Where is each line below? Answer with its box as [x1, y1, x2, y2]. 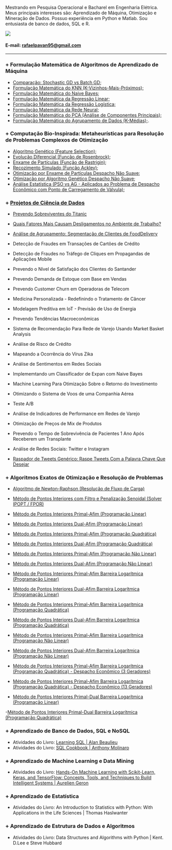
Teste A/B [12, 401, 34, 407]
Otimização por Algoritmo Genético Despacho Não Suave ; [12, 175, 136, 182]
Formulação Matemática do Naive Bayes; [12, 90, 100, 96]
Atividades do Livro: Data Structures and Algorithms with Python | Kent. [12, 834, 164, 840]
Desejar [12, 461, 30, 467]
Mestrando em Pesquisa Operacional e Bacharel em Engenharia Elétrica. [5, 5, 159, 10]
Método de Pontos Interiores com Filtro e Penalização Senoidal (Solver [12, 496, 162, 502]
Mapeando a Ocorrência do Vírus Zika [12, 351, 93, 357]
